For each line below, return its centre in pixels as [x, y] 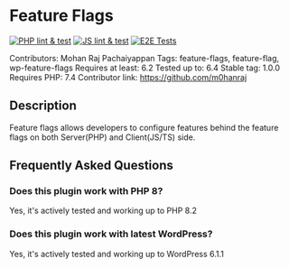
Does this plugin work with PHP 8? [86, 191]
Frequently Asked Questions [92, 166]
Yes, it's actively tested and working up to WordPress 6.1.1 [117, 254]
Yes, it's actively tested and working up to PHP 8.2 [103, 211]
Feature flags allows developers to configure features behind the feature [144, 127]
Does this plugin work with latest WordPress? [111, 234]
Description [43, 106]
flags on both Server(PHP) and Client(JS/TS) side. [103, 137]
